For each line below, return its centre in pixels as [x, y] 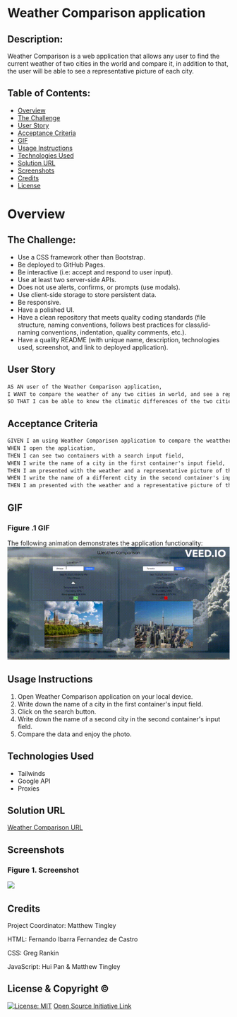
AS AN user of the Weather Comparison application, [85, 387]
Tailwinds [31, 773]
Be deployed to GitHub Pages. [61, 265]
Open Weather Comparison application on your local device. [105, 696]
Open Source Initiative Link [92, 1006]
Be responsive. [39, 302]
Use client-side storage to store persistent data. [87, 294]
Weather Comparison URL [45, 827]
